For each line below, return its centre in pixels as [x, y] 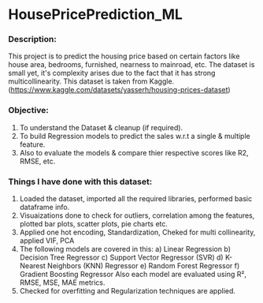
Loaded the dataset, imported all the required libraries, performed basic [136, 199]
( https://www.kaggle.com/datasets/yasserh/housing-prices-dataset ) [119, 90]
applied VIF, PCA [47, 241]
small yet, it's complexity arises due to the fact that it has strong [112, 73]
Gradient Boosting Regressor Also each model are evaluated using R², [133, 275]
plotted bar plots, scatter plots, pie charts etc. [93, 224]
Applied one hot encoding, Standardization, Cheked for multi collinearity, [137, 232]
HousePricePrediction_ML [96, 15]
